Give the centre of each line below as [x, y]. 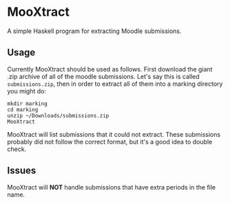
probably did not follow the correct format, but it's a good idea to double [110, 141]
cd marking [23, 110]
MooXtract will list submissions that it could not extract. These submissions [114, 134]
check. [17, 149]
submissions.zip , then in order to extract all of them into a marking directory [115, 84]
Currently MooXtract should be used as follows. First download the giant [110, 69]
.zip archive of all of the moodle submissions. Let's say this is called [103, 76]
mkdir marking [28, 104]
